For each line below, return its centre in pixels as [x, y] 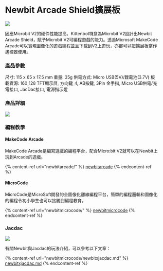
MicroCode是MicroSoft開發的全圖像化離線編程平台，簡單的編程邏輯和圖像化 [81, 194]
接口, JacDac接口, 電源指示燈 [38, 89]
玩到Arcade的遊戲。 [25, 157]
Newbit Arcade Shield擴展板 [63, 10]
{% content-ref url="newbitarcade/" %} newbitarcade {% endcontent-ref [78, 167]
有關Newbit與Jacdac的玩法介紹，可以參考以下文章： [58, 249]
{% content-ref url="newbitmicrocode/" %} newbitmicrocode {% [70, 210]
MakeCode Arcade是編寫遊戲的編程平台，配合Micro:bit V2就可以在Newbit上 [81, 151]
